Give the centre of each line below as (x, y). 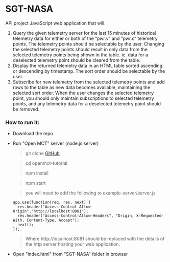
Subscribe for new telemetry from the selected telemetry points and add (89, 82)
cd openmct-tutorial (46, 163)
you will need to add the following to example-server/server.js (90, 193)
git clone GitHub (42, 154)
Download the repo (33, 134)
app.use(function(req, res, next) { (52, 203)
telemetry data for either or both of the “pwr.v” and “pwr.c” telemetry (85, 38)
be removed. (26, 109)
